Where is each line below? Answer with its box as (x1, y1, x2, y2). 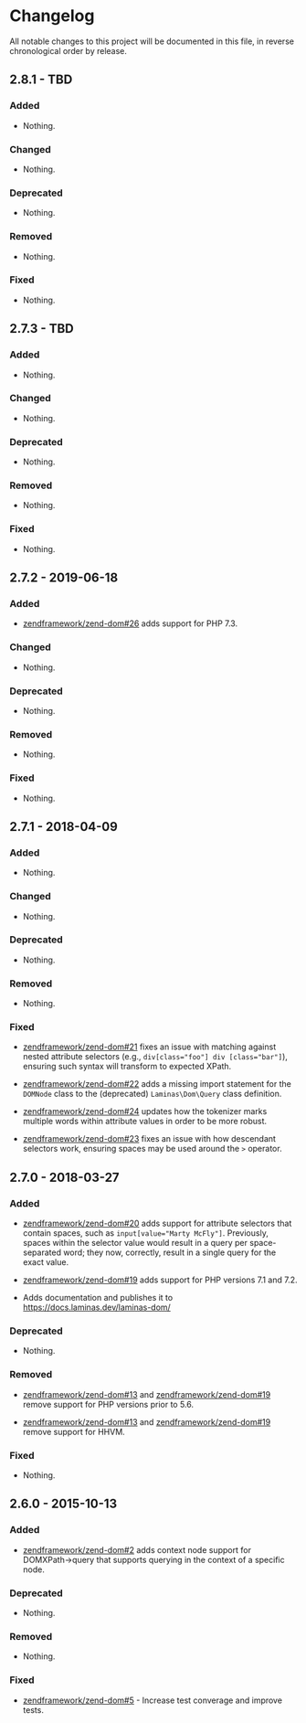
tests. (22, 1704, 44, 1715)
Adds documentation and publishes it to (22, 1292, 174, 1303)
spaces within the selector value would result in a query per (22, 1238, 248, 1249)
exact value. (22, 1257, 69, 1268)
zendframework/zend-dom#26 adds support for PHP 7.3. (22, 618, 238, 629)
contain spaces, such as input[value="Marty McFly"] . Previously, (22, 1228, 269, 1239)
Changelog (9, 5, 95, 27)
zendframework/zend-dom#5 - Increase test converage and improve (22, 1695, 283, 1706)
